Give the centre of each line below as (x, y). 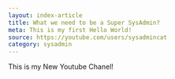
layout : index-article (45, 15)
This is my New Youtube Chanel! (61, 66)
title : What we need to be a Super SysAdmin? (84, 23)
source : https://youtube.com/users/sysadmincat (88, 37)
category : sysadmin (40, 45)
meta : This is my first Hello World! (70, 30)
